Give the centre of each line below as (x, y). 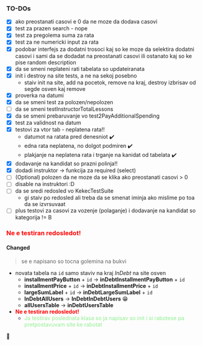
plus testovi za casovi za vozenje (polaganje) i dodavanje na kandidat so (105, 211)
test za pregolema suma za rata (55, 35)
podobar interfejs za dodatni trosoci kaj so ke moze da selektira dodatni (105, 49)
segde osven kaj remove (55, 88)
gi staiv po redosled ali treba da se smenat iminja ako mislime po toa (109, 198)
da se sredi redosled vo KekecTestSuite (64, 191)
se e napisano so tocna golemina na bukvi (74, 261)
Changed (18, 248)
